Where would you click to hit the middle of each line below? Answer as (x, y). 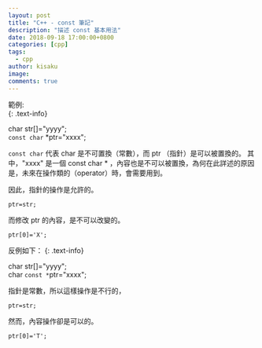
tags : (17, 52)
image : (19, 74)
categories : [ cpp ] (38, 45)
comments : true (33, 81)
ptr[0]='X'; (28, 235)
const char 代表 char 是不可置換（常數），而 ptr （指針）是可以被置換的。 (127, 153)
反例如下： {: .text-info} (46, 250)
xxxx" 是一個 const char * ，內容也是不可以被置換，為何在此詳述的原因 (140, 163)
